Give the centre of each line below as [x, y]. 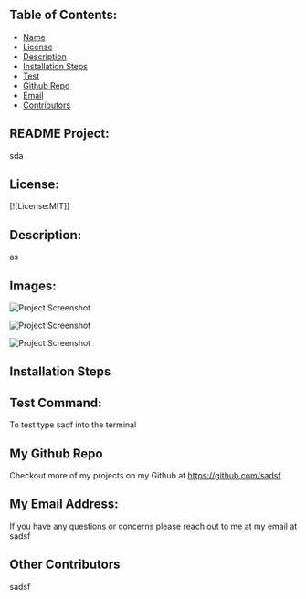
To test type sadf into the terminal [73, 425]
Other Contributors [65, 565]
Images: [33, 285]
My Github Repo [56, 453]
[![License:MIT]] [40, 206]
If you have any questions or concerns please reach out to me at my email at [153, 526]
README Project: [59, 134]
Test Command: [56, 402]
